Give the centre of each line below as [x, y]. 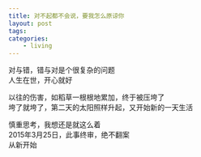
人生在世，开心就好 [41, 80]
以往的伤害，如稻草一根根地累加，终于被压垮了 [86, 97]
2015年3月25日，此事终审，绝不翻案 [69, 135]
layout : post [30, 23]
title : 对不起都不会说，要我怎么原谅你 [66, 16]
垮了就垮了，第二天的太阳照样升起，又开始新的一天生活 [100, 108]
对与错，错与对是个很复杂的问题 [62, 70]
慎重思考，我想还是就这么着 [55, 125]
